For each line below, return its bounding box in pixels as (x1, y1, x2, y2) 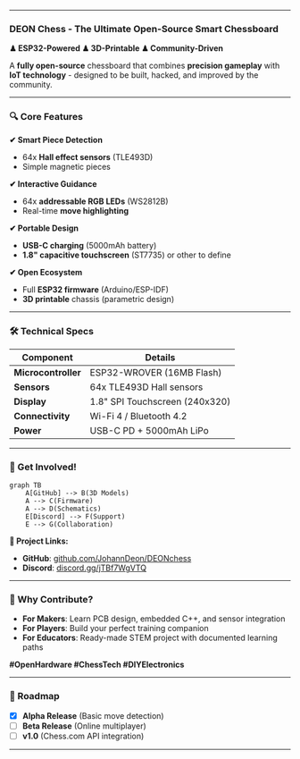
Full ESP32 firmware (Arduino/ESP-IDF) (21, 283, 170, 295)
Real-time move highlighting (21, 205, 129, 215)
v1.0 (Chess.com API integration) (21, 730, 145, 741)
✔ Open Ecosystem (9, 266, 83, 277)
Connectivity (13, 409, 71, 422)
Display (13, 395, 46, 408)
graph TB (9, 481, 42, 490)
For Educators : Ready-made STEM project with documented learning (21, 632, 279, 644)
